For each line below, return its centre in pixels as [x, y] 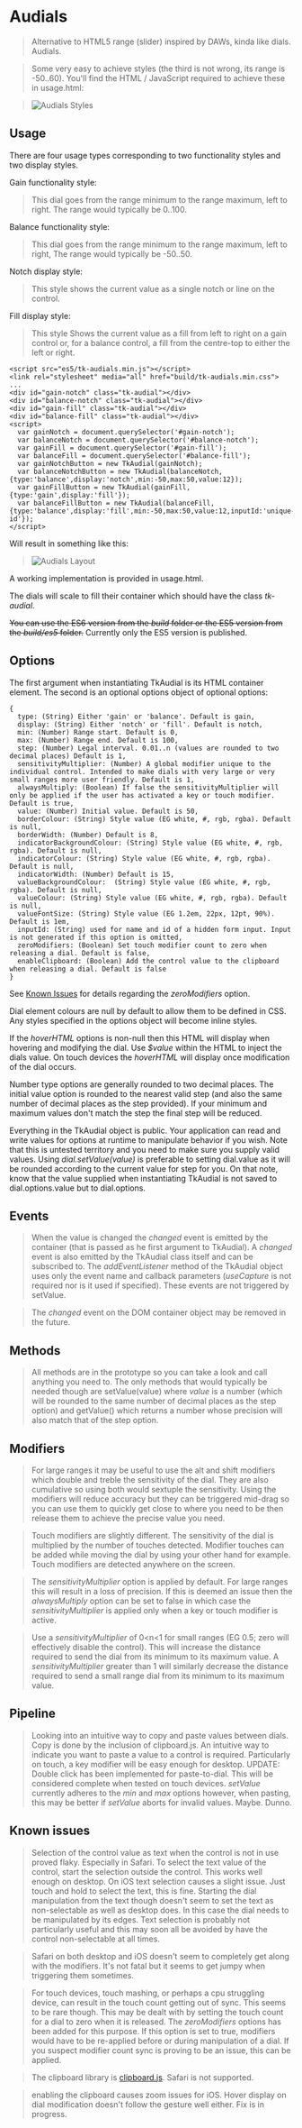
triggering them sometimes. [83, 1975]
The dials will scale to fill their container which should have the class [136, 596]
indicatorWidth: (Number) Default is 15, [96, 874]
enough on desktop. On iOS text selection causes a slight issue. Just [158, 1881]
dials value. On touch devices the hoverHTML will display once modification [150, 1057]
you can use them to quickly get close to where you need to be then [157, 1508]
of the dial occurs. [43, 1066]
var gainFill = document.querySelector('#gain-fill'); [122, 448]
